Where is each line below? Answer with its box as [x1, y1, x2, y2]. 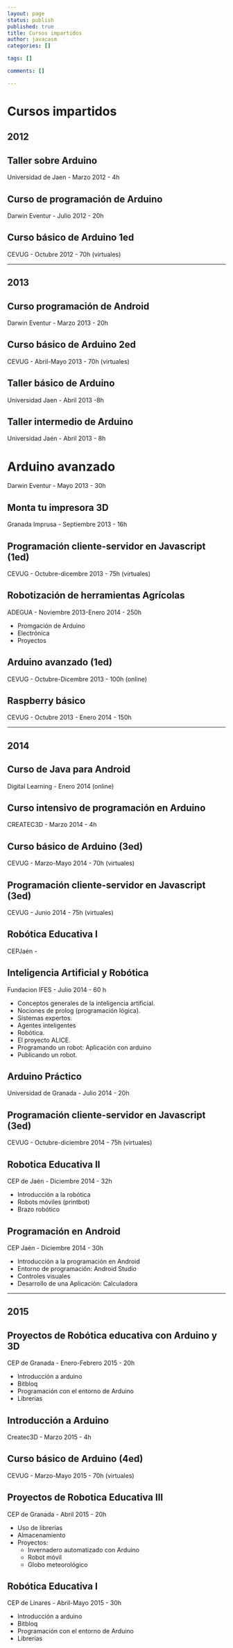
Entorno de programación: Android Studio [17, 1264, 137, 1272]
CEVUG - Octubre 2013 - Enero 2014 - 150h [7, 713, 132, 722]
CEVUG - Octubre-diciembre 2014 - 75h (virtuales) [7, 1138, 153, 1147]
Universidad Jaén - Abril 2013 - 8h [7, 435, 106, 443]
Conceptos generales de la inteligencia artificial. [17, 999, 155, 1007]
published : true [7, 23, 54, 30]
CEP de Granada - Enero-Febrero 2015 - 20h [7, 1359, 135, 1368]
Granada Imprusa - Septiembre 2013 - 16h [7, 520, 128, 528]
